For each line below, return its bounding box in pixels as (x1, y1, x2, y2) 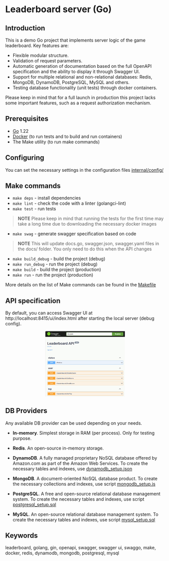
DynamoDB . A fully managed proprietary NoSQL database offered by (12, 455, 157, 461)
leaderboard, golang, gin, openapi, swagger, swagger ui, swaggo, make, (5, 545, 156, 551)
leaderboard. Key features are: (5, 43, 69, 49)
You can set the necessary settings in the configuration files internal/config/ (5, 167, 164, 173)
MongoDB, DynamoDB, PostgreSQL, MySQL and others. (12, 80, 130, 85)
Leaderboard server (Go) (5, 4, 112, 15)
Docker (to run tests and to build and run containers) (12, 133, 122, 139)
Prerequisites (5, 115, 49, 123)
